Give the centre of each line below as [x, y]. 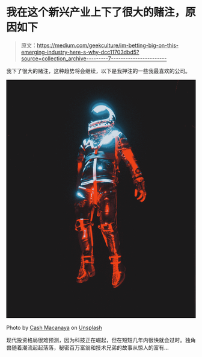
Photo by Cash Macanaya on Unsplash [54, 327]
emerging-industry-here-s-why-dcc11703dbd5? [80, 52]
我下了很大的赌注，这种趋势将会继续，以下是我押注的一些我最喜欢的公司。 [98, 71]
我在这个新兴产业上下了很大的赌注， [96, 12]
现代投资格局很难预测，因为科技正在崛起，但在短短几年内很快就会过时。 [96, 340]
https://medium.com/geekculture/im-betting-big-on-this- [108, 45]
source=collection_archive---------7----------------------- [94, 58]
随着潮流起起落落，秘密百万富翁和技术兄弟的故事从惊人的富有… [90, 347]
